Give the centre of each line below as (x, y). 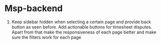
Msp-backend (34, 8)
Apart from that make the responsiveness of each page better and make (84, 32)
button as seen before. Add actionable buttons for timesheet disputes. (82, 27)
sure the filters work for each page (46, 37)
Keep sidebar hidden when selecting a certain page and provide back (81, 22)
